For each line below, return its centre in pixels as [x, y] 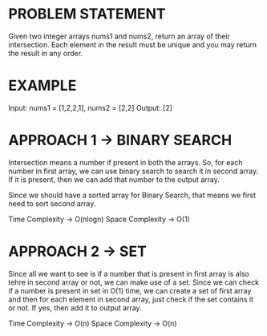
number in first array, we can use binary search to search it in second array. [133, 171]
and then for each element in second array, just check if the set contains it [131, 299]
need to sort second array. [52, 203]
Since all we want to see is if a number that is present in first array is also [129, 273]
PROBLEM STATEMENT [87, 14]
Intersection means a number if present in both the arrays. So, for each [125, 162]
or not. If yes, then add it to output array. [75, 308]
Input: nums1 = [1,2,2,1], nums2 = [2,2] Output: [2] [90, 107]
